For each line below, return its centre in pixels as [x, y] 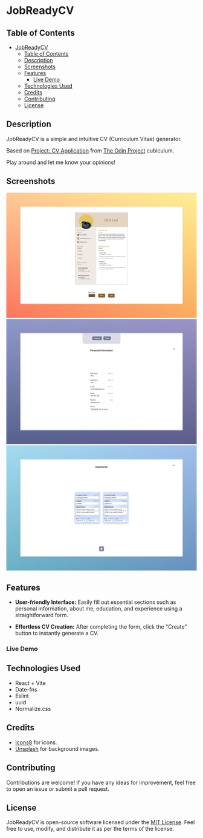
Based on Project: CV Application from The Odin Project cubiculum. [90, 150]
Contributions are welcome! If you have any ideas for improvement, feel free [101, 782]
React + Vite [31, 683]
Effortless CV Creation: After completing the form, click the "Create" [101, 627]
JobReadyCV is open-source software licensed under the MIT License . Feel [101, 822]
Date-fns [26, 689]
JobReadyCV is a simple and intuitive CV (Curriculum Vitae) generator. [94, 139]
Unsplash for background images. [57, 748]
